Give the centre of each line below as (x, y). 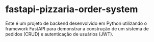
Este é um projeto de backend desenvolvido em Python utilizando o (76, 23)
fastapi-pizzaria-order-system (72, 9)
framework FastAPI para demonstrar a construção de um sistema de (77, 28)
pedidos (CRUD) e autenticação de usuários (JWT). (59, 34)
